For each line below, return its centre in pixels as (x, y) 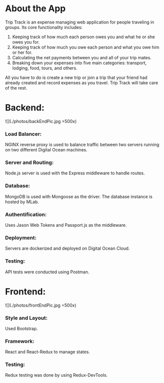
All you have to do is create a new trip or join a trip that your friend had (76, 77)
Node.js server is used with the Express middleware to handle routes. (75, 173)
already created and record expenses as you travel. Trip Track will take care (82, 83)
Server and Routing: (29, 163)
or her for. (22, 52)
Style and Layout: (26, 318)
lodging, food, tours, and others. (45, 68)
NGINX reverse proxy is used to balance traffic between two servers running (82, 144)
